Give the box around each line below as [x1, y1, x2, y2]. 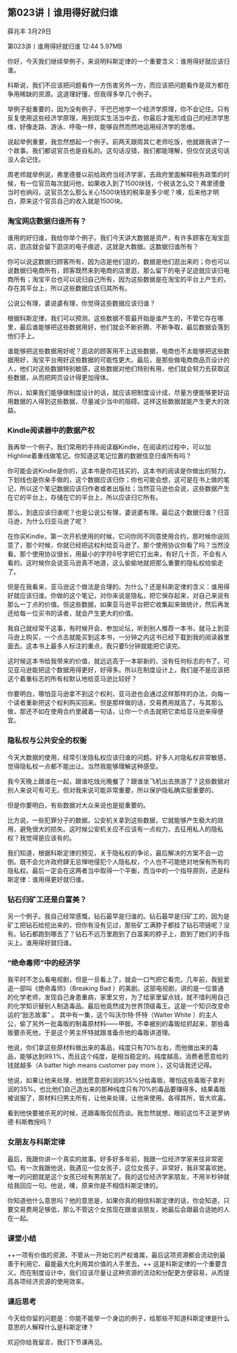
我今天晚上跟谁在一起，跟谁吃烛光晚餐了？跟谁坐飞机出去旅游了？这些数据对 [7, 777, 230, 785]
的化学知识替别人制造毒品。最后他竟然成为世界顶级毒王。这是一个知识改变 [7, 1002, 224, 1011]
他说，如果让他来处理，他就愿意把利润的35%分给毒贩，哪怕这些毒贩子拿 [7, 1076, 219, 1085]
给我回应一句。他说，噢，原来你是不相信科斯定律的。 [7, 1181, 162, 1190]
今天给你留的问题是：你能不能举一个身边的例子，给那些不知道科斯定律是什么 [7, 1314, 230, 1323]
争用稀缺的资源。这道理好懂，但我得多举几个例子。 [7, 89, 156, 98]
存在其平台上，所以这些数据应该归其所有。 [7, 284, 131, 292]
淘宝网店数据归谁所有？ [7, 216, 87, 226]
